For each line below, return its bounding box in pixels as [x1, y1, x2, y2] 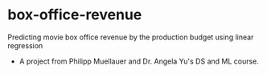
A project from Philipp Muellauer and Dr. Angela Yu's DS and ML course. [18, 56, 259, 66]
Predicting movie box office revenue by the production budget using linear [7, 32, 254, 42]
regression [7, 40, 43, 50]
